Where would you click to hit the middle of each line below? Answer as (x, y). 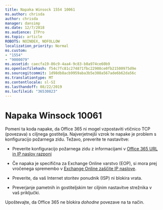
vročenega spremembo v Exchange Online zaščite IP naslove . (74, 168)
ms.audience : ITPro (25, 32)
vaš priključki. (26, 193)
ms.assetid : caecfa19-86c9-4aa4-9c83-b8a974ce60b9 (58, 64)
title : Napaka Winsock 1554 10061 (40, 10)
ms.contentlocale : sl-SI (30, 82)
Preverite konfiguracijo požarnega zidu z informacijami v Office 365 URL (85, 149)
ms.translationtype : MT (29, 78)
